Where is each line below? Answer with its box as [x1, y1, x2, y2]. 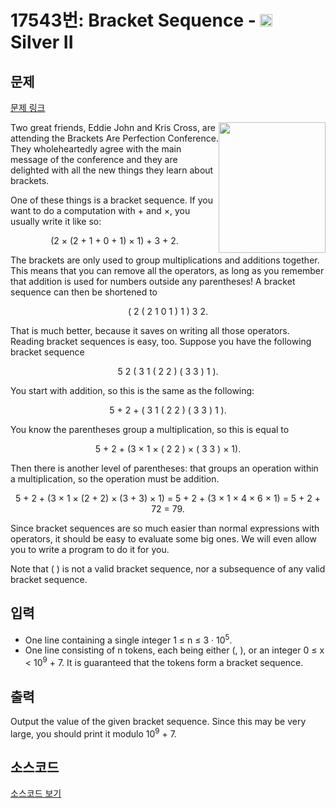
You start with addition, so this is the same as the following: [10, 385, 255, 396]
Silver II [10, 31, 74, 54]
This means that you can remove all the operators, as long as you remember [10, 265, 325, 276]
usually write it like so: [10, 216, 102, 227]
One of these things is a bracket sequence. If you [10, 194, 213, 206]
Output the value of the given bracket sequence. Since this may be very [10, 715, 307, 727]
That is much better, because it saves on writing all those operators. [10, 325, 290, 336]
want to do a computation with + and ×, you [10, 205, 191, 216]
